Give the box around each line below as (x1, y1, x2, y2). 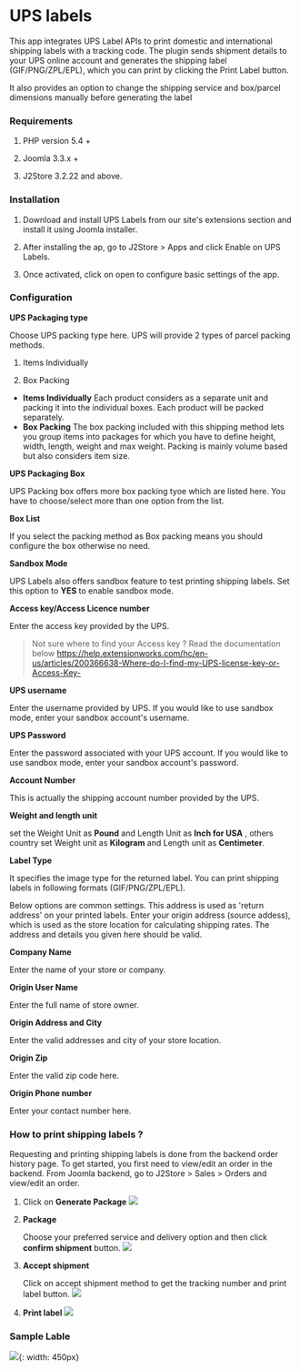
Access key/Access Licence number (9, 603, 150, 614)
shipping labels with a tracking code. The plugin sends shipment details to (9, 45, 287, 56)
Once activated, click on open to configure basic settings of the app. (22, 269, 280, 279)
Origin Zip (9, 1052, 48, 1063)
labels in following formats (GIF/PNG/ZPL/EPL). (9, 882, 186, 893)
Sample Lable (9, 1330, 71, 1343)
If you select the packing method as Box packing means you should (9, 530, 264, 542)
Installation (9, 193, 61, 206)
